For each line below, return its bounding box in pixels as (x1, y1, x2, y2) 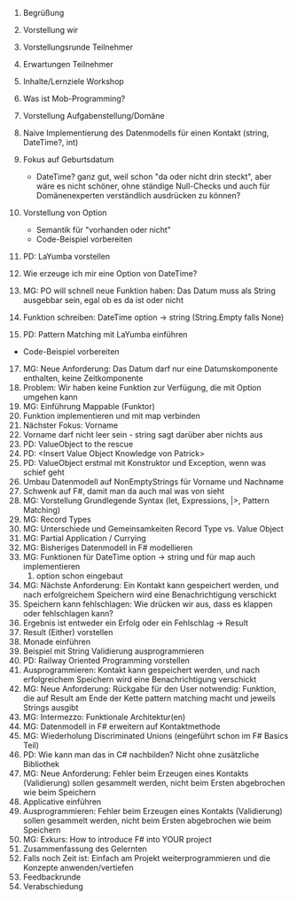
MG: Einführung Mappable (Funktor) (22, 401, 156, 411)
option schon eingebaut (35, 570, 123, 581)
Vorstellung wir (22, 25, 79, 35)
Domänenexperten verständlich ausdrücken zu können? (35, 190, 241, 200)
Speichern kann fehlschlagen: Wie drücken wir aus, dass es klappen (22, 599, 273, 609)
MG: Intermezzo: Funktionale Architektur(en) (22, 712, 186, 722)
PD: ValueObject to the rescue (22, 438, 134, 449)
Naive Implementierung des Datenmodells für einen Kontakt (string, (22, 128, 270, 138)
